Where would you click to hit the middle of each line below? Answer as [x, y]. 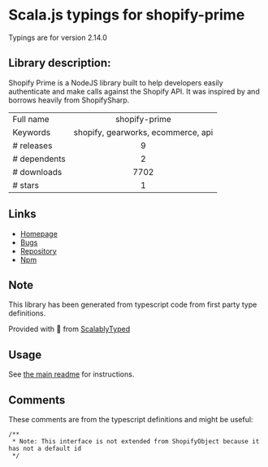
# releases [32, 146]
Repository [38, 251]
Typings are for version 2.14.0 [58, 37]
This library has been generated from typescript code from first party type [133, 305]
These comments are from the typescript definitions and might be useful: [131, 419]
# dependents [39, 159]
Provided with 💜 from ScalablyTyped [69, 329]
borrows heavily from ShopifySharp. [69, 100]
